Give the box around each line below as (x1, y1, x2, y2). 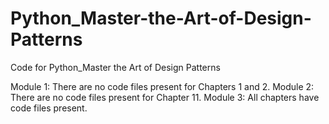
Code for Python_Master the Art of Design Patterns (10, 61, 221, 73)
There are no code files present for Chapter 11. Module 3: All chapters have (10, 91, 320, 103)
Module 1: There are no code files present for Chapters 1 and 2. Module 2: (10, 80, 315, 92)
